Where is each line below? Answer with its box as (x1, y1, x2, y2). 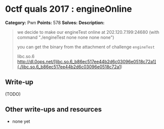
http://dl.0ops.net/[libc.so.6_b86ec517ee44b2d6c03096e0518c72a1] (17, 58, 156, 64)
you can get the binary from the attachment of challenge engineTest (17, 44, 155, 50)
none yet (12, 118, 30, 124)
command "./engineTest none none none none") (17, 34, 114, 40)
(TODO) (5, 91, 21, 97)
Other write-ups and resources (5, 105, 102, 114)
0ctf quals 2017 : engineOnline (5, 3, 132, 15)
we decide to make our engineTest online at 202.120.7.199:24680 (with (17, 29, 160, 35)
